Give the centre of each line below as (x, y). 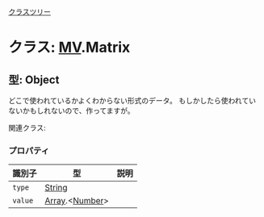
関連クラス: (27, 128)
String (56, 188)
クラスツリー (29, 12)
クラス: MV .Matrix (69, 48)
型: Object (34, 79)
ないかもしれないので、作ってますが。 (71, 111)
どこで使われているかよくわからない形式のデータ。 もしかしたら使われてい (132, 100)
